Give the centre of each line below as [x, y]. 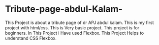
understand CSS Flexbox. [31, 38]
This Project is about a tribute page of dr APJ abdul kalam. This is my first [79, 22]
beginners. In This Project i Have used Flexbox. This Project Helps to [75, 33]
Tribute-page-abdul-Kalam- [64, 9]
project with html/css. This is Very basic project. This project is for [72, 27]
